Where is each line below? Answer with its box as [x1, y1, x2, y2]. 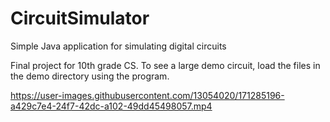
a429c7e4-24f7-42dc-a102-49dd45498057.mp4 [10, 100, 213, 112]
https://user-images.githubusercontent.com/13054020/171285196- [10, 89, 285, 101]
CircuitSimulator [10, 7, 150, 30]
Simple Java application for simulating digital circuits [10, 40, 227, 52]
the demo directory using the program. [10, 70, 170, 82]
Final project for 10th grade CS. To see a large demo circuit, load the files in [10, 59, 321, 71]
